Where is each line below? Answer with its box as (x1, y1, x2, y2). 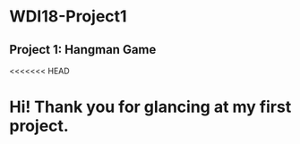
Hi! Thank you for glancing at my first (9, 97, 292, 117)
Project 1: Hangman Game (9, 42, 157, 57)
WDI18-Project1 (9, 6, 127, 27)
